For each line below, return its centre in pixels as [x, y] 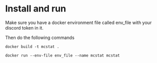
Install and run [36, 9]
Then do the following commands [40, 37]
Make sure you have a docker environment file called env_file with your [78, 22]
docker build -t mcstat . [32, 46]
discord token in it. [24, 27]
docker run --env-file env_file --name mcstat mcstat [63, 55]
